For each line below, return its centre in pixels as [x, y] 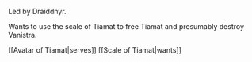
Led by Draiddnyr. [37, 11]
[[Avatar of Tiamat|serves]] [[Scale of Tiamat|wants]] [95, 50]
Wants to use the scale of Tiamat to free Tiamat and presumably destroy [126, 26]
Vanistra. [23, 35]
